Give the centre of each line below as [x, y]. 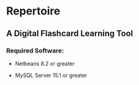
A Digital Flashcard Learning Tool [70, 33]
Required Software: [35, 51]
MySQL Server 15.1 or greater [51, 75]
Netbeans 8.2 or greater [45, 63]
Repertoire [33, 11]
